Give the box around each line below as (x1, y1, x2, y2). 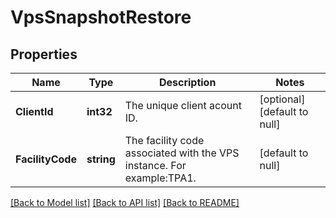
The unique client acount (124, 99, 242, 112)
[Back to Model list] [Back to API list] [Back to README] (10, 197, 240, 208)
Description (158, 76, 217, 89)
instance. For (124, 159, 187, 172)
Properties (10, 46, 78, 63)
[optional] (259, 92, 306, 106)
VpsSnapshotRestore (10, 6, 192, 29)
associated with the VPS (124, 146, 240, 160)
